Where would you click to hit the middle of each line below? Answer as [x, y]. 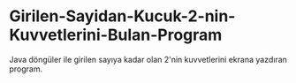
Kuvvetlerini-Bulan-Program [116, 35]
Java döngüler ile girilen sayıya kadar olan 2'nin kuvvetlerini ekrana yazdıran [148, 59]
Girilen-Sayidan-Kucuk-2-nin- [122, 16]
